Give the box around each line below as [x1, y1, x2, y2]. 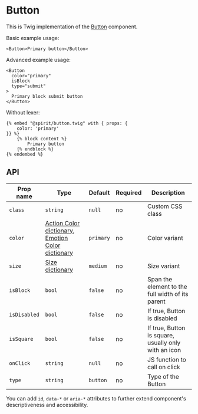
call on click [147, 363, 181, 371]
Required [115, 188, 142, 196]
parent [147, 297, 166, 305]
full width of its [147, 290, 189, 298]
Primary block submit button [11, 93, 83, 99]
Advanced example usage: [6, 56, 71, 63]
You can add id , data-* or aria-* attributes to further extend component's [6, 395, 187, 402]
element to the [147, 282, 187, 291]
